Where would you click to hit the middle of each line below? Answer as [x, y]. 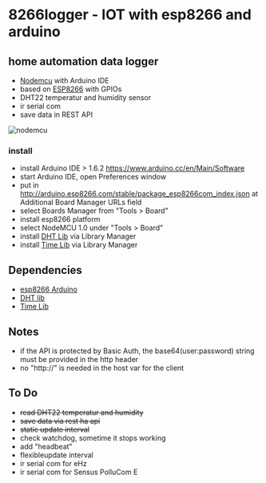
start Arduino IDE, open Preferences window [93, 177]
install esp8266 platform [60, 219]
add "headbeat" [46, 446]
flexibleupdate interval [57, 455]
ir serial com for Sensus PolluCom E [79, 472]
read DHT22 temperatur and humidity [81, 412]
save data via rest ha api [60, 421]
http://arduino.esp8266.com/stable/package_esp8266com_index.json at [139, 194]
